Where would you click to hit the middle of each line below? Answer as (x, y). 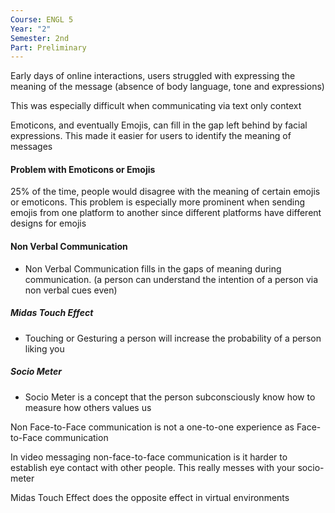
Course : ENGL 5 (42, 19)
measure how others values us (88, 407)
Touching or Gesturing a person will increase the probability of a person (173, 338)
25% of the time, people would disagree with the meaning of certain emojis (165, 192)
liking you (44, 348)
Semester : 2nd (40, 38)
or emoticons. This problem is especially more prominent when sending (158, 202)
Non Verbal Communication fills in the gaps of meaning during (153, 268)
